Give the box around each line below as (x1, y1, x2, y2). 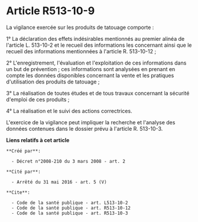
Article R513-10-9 (6, 4, 95, 18)
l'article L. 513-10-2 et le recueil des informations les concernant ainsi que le (6, 41, 192, 49)
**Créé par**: (6, 148, 41, 154)
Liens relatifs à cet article (6, 136, 70, 143)
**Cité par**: (6, 169, 41, 175)
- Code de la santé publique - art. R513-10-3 (11, 210, 128, 216)
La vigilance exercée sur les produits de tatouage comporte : (6, 24, 154, 31)
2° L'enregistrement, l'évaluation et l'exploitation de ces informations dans (6, 59, 187, 66)
